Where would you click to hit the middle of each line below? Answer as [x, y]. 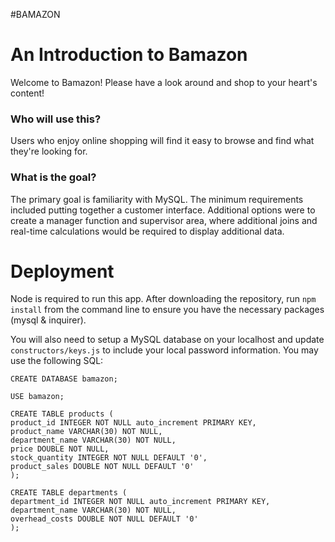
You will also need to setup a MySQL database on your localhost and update [167, 340]
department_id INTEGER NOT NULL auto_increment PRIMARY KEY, [140, 502]
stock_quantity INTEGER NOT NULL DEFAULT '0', [109, 458]
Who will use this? [56, 119]
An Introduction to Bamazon [129, 55]
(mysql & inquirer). [48, 320]
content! [27, 93]
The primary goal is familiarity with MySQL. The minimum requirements [157, 199]
